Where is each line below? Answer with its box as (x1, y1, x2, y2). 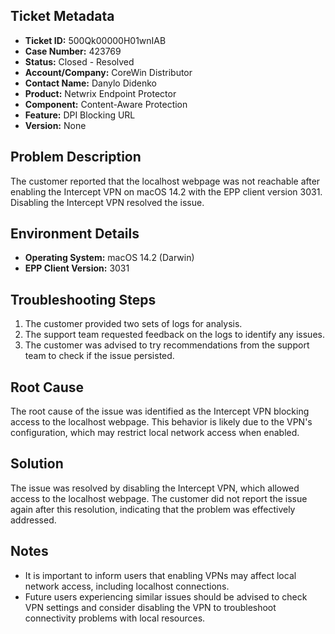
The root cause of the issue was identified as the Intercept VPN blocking (10, 405, 310, 418)
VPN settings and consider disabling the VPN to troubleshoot (24, 601, 277, 613)
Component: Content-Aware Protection (24, 98, 188, 110)
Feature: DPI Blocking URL (24, 109, 136, 121)
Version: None (24, 119, 87, 131)
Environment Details (10, 225, 140, 243)
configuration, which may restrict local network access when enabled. (10, 427, 300, 439)
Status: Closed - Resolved (24, 55, 135, 68)
